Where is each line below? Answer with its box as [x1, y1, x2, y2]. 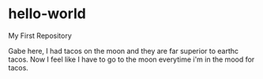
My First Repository [8, 31, 73, 40]
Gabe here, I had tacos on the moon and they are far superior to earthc [8, 46, 239, 55]
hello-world [8, 5, 87, 23]
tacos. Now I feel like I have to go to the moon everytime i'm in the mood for [8, 55, 255, 64]
